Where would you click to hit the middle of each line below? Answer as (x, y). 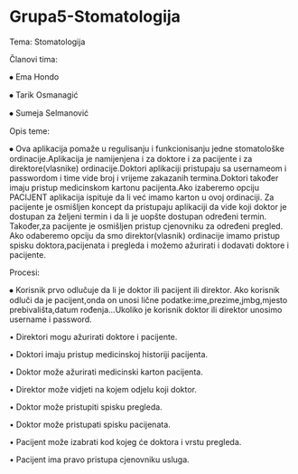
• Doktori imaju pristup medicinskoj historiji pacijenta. (109, 354)
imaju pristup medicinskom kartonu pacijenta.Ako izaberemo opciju (135, 187)
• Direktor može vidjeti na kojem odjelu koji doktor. (103, 389)
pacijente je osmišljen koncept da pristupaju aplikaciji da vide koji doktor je (148, 206)
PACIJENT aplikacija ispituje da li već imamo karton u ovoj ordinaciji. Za (142, 197)
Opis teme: (30, 131)
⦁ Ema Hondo (34, 76)
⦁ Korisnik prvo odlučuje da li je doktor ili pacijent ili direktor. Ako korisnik (144, 289)
